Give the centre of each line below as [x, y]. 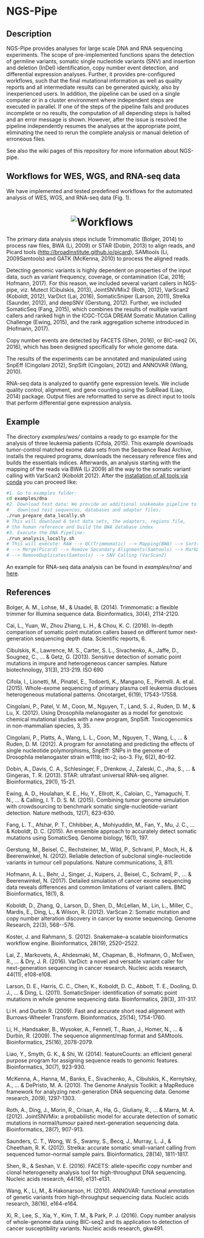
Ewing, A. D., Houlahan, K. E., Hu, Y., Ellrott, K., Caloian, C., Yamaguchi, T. [98, 793]
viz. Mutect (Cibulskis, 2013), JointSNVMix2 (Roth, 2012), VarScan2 [105, 289]
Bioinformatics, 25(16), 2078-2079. [50, 1042]
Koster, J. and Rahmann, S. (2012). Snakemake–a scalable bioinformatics [97, 936]
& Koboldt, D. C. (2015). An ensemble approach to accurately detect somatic [102, 831]
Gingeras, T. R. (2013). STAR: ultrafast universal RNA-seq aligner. [87, 775]
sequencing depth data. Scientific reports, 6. [90, 638]
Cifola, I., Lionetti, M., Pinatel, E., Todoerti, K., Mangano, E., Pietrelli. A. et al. [101, 681]
